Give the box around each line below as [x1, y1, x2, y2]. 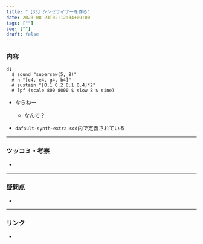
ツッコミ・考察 [6, 147, 50, 155]
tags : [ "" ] [6, 20, 34, 26]
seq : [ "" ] [6, 25, 31, 32]
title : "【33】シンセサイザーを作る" [6, 8, 91, 15]
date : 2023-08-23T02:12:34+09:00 [6, 14, 91, 21]
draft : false [6, 31, 39, 37]
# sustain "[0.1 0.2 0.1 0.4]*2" [11, 82, 96, 88]
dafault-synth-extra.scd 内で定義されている [14, 124, 126, 132]
